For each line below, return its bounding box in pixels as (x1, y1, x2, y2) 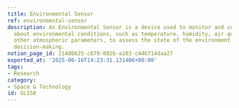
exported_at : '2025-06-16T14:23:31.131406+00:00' (7, 57, 158, 64)
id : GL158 (7, 90, 37, 97)
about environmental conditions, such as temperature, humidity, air (14, 30, 224, 38)
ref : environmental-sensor (7, 17, 87, 24)
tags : (7, 63, 23, 70)
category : (7, 76, 37, 84)
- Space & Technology (7, 83, 72, 90)
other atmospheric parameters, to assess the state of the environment (14, 37, 231, 44)
